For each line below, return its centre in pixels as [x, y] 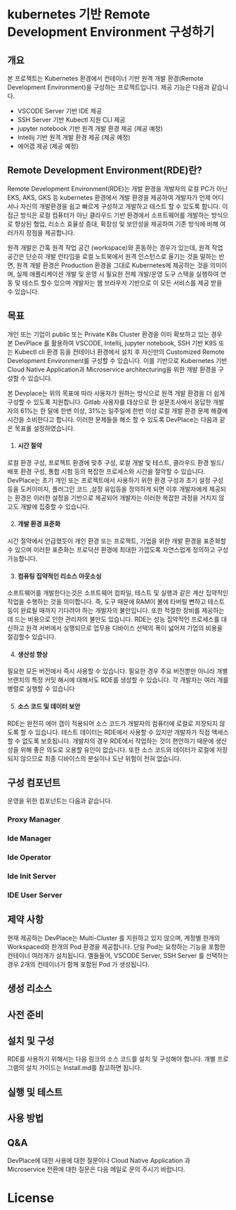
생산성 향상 [32, 654]
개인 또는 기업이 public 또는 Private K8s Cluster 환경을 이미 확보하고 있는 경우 [115, 334]
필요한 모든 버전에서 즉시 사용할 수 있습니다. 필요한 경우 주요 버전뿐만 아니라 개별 [118, 671]
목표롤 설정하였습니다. [45, 428]
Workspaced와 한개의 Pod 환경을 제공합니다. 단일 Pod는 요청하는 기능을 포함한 [117, 946]
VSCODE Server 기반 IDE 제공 [60, 111]
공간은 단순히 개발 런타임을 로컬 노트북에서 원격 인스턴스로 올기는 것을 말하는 [112, 256]
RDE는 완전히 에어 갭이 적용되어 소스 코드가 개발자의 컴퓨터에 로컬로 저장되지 [113, 723]
